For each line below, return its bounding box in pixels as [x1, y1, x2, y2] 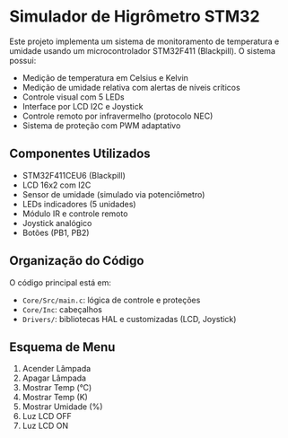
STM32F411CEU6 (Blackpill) [22, 170, 126, 180]
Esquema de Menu [9, 339, 116, 355]
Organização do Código [9, 253, 144, 268]
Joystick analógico [22, 217, 92, 228]
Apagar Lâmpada [22, 372, 87, 383]
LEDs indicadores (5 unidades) [22, 198, 136, 209]
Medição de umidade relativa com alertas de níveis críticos [22, 82, 240, 92]
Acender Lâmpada [22, 364, 92, 374]
